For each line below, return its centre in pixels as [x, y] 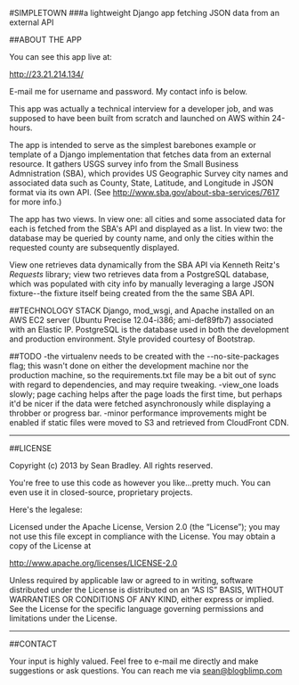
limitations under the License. [63, 618]
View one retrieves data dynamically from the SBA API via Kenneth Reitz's [145, 265]
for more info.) [36, 202]
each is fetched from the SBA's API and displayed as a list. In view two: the [146, 228]
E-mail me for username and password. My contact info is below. [128, 91]
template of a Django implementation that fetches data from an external [140, 154]
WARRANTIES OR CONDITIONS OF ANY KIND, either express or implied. [141, 599]
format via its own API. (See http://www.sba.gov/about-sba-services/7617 [145, 192]
